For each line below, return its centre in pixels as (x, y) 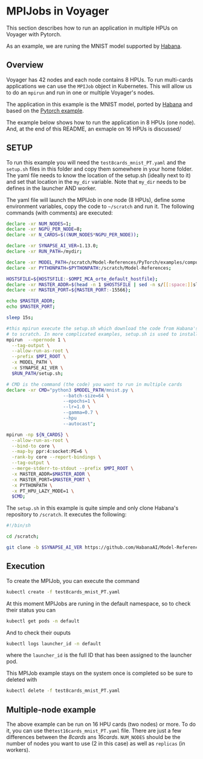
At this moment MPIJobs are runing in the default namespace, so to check (98, 604)
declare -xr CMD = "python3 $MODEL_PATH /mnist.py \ (70, 390)
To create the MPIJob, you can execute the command (73, 581)
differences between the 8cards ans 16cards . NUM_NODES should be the (93, 737)
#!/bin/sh (19, 526)
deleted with (22, 680)
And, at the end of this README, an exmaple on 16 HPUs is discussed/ (94, 129)
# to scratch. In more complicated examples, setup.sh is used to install (102, 334)
